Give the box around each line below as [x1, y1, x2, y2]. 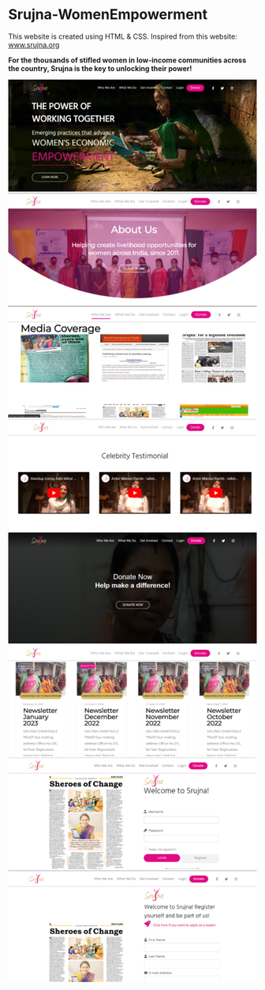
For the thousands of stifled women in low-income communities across [8, 55, 247, 65]
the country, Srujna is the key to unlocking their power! [8, 63, 192, 73]
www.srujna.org [8, 39, 60, 49]
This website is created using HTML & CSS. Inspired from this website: [8, 32, 238, 41]
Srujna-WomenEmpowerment [8, 6, 208, 24]
